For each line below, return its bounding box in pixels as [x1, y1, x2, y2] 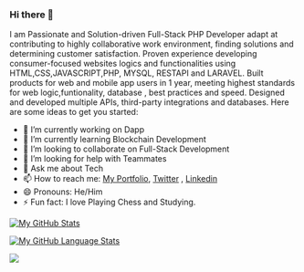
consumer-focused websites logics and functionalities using [9, 58, 236, 69]
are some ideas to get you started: [9, 107, 139, 118]
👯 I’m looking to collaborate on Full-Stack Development [22, 143, 230, 154]
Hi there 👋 [9, 8, 55, 21]
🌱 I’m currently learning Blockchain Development [22, 134, 207, 145]
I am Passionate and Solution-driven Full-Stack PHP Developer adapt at [9, 29, 278, 40]
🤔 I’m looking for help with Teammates [22, 153, 167, 164]
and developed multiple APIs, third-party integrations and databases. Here [9, 97, 289, 108]
